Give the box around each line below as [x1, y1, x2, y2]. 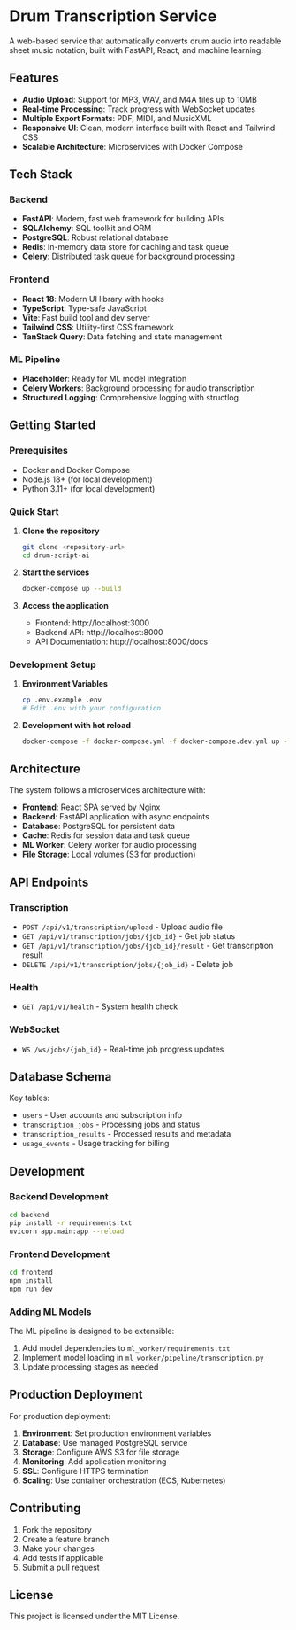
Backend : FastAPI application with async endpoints [21, 811, 209, 822]
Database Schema [9, 1069, 112, 1084]
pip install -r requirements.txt [9, 1219, 133, 1228]
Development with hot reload [21, 719, 131, 730]
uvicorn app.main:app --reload [9, 1227, 125, 1236]
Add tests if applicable [21, 1552, 104, 1563]
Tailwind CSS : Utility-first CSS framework [21, 322, 174, 332]
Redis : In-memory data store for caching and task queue [21, 242, 230, 252]
